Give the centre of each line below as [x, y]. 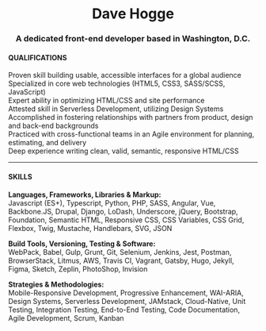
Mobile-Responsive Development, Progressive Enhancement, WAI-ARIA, [126, 293]
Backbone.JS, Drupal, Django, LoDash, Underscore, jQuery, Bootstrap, [123, 211]
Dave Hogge [133, 14]
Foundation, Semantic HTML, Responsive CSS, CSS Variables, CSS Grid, [126, 220]
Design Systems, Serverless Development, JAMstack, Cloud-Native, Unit [127, 301]
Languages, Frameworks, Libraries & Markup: [85, 194]
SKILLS [21, 176]
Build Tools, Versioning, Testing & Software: [82, 244]
